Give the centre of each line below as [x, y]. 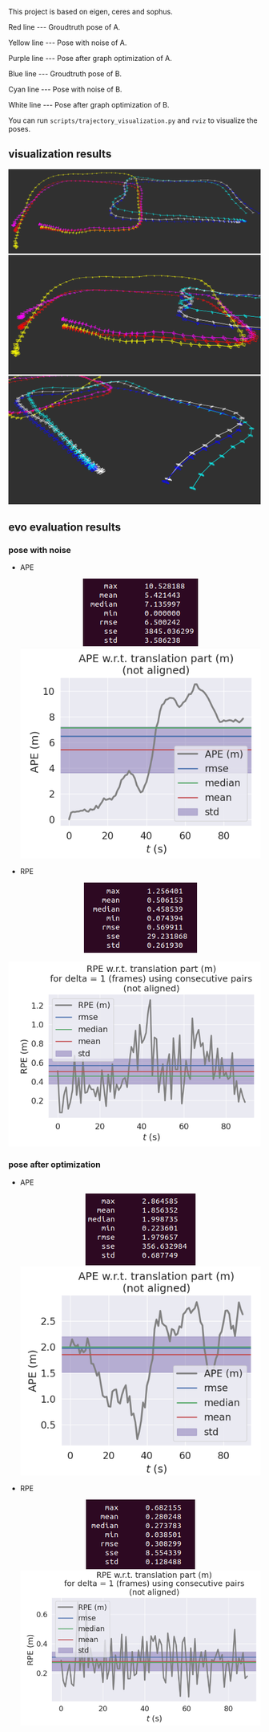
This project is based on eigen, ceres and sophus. [91, 12]
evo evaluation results [65, 527]
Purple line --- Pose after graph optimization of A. [90, 58]
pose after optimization [55, 1165]
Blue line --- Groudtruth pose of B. [65, 74]
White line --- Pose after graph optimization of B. [89, 105]
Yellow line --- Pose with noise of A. [68, 43]
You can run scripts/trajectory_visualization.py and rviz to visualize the [133, 120]
